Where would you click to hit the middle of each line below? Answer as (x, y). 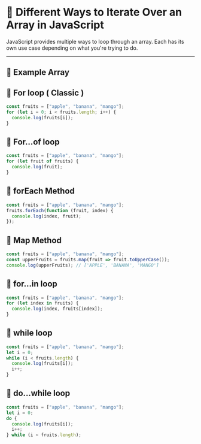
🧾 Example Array (38, 72)
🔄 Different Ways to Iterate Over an (94, 12)
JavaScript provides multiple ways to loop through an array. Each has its (95, 41)
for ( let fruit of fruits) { (42, 161)
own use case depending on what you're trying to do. (72, 48)
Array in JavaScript (55, 25)
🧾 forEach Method (40, 191)
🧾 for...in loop (32, 284)
